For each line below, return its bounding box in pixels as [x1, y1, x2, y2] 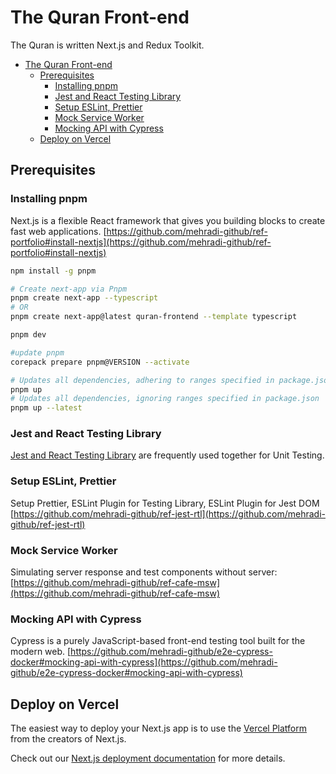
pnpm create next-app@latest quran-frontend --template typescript [10, 312, 298, 322]
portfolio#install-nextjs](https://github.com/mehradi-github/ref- [10, 236, 272, 248]
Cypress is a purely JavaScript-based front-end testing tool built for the [10, 635, 306, 647]
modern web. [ [10, 646, 72, 658]
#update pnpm [10, 347, 65, 358]
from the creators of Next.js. [10, 733, 127, 745]
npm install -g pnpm [10, 266, 97, 276]
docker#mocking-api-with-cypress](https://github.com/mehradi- [10, 656, 278, 668]
